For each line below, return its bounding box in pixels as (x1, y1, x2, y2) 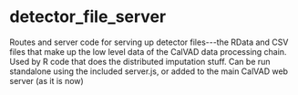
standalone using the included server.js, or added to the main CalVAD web (9, 66, 289, 77)
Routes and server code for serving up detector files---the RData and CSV (9, 37, 289, 47)
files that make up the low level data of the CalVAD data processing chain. (9, 46, 287, 57)
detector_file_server (9, 6, 167, 27)
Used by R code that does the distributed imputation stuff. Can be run (9, 56, 271, 67)
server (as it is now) (9, 75, 84, 86)
